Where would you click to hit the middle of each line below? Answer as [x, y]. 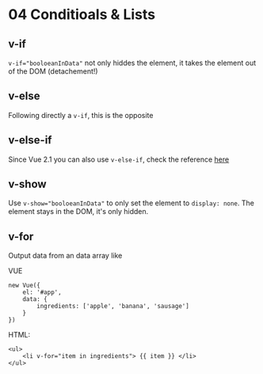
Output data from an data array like [65, 256]
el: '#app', [42, 292]
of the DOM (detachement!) [53, 71]
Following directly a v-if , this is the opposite [81, 115]
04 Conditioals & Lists [82, 15]
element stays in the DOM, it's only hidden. [78, 212]
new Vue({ [25, 286]
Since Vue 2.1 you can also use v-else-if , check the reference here [119, 159]
